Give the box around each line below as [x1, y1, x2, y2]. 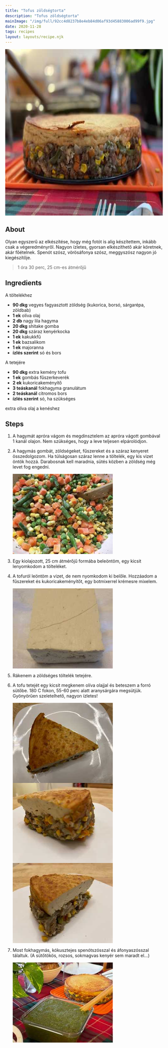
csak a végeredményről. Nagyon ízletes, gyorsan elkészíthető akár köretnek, [5, 244, 162, 250]
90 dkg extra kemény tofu [12, 369, 66, 375]
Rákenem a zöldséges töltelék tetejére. [12, 673, 92, 679]
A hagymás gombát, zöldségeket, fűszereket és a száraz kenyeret [12, 448, 149, 454]
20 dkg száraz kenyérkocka [12, 328, 70, 334]
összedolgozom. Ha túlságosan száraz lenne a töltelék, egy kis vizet [12, 453, 153, 459]
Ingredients [5, 279, 42, 287]
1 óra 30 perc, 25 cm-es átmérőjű [17, 264, 86, 270]
